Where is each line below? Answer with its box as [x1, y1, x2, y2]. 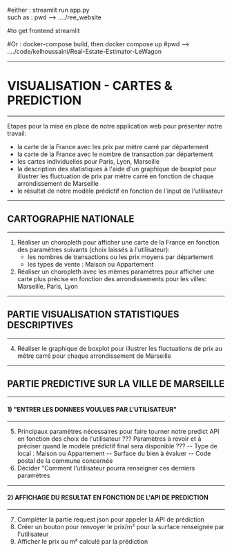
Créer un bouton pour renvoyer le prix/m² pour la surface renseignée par [17, 522, 224, 531]
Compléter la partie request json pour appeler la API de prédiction [17, 515, 205, 524]
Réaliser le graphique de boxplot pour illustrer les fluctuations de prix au [17, 344, 222, 352]
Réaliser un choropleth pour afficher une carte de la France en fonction [17, 238, 220, 246]
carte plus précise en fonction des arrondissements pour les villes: [17, 274, 207, 283]
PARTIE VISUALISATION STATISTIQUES [7, 309, 180, 321]
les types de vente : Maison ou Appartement [27, 260, 154, 268]
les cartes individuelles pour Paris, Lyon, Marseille [17, 157, 160, 165]
